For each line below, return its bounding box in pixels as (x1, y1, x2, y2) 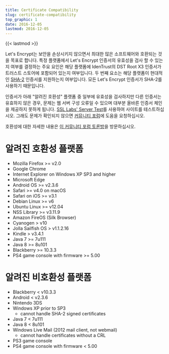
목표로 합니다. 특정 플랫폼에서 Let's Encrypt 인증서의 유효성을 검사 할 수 (10, 57, 154, 64)
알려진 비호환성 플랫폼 (5, 272, 92, 283)
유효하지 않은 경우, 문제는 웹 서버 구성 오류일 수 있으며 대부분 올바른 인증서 (5, 100, 153, 106)
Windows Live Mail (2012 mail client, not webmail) (12, 327, 118, 333)
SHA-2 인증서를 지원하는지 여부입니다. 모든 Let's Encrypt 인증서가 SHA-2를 (10, 76, 162, 83)
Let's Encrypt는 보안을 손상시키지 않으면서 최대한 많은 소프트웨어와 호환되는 (5, 51, 157, 57)
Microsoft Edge (12, 177, 45, 183)
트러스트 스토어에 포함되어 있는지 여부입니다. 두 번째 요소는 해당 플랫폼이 (5, 70, 149, 76)
